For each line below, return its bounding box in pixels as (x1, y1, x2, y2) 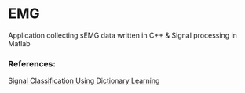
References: (8, 58, 57, 69)
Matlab (8, 38, 31, 48)
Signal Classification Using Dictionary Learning (8, 76, 160, 86)
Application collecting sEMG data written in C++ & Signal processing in (8, 30, 238, 40)
